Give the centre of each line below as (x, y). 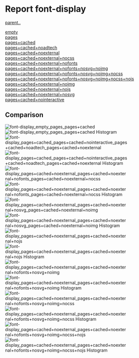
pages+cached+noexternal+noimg (40, 84)
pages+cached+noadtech (31, 47)
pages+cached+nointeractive (35, 99)
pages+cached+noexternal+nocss (40, 58)
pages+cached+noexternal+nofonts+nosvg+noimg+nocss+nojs (69, 79)
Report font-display (46, 9)
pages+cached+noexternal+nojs (38, 89)
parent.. (13, 22)
